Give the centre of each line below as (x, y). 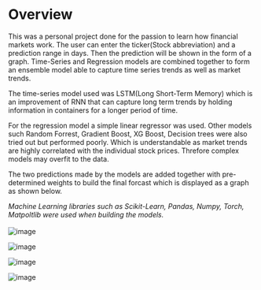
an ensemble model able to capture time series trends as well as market (125, 69)
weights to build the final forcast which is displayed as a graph (148, 182)
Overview (40, 15)
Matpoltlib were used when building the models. (86, 214)
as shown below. (35, 191)
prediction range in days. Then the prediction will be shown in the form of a (130, 53)
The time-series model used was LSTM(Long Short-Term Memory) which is (130, 93)
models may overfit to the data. (59, 158)
